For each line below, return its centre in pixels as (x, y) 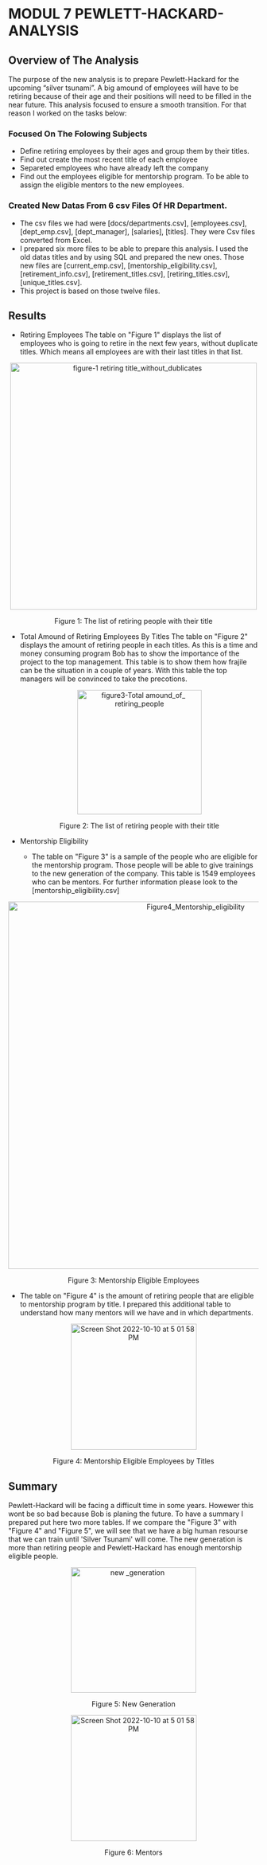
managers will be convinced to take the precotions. (104, 679)
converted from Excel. (56, 240)
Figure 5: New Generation (133, 1704)
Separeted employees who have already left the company (114, 168)
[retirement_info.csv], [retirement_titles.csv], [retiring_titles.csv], (125, 274)
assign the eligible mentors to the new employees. (102, 185)
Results (27, 315)
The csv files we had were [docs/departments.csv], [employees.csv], (133, 223)
